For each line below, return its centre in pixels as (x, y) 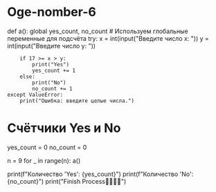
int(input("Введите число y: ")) (51, 46)
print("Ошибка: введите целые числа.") (77, 101)
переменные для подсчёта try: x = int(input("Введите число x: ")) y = (108, 38)
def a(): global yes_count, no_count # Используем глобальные (98, 31)
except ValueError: (35, 95)
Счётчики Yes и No (64, 128)
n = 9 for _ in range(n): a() (44, 160)
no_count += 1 (52, 88)
